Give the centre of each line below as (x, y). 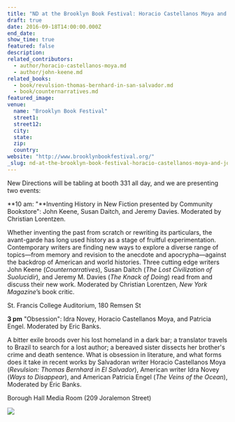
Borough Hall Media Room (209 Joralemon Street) (79, 398)
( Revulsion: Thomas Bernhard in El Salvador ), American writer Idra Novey (113, 369)
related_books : (29, 79)
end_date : (22, 33)
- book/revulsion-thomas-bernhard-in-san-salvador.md (93, 85)
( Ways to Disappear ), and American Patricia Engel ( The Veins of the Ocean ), (117, 377)
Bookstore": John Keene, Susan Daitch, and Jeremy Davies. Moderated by (114, 211)
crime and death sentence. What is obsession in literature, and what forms (114, 354)
